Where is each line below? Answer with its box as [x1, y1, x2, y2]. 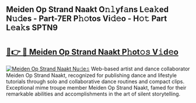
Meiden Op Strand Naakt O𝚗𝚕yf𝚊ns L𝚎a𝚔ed [6, 5, 169, 15]
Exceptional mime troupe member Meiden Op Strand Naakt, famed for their [6, 84, 187, 91]
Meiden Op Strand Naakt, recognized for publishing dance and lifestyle [6, 72, 177, 79]
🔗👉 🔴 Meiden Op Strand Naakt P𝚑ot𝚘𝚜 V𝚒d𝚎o [6, 47, 179, 57]
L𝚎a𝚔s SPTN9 [6, 23, 58, 33]
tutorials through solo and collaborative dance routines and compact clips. [6, 78, 185, 85]
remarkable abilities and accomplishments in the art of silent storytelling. [6, 90, 181, 97]
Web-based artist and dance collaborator [90, 65, 190, 72]
